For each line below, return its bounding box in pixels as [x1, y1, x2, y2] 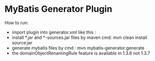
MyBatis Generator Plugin [4, 3, 113, 15]
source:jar [11, 39, 33, 45]
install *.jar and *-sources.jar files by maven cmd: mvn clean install [11, 34, 148, 40]
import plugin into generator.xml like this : [11, 29, 96, 35]
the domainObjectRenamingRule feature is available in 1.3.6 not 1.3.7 [11, 50, 151, 56]
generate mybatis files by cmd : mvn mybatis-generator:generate [11, 45, 145, 51]
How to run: [4, 20, 29, 26]
